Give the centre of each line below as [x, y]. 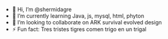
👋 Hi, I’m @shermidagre [42, 9]
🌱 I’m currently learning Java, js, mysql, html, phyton [78, 16]
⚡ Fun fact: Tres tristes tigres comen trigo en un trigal [79, 29]
